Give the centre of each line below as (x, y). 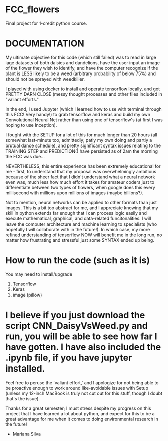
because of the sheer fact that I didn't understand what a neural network (80, 177)
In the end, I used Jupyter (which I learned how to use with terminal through (83, 109)
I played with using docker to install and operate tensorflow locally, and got (83, 89)
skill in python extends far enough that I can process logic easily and (76, 213)
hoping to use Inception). (31, 125)
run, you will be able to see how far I (81, 336)
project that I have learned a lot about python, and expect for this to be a (80, 413)
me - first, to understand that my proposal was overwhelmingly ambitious (81, 171)
